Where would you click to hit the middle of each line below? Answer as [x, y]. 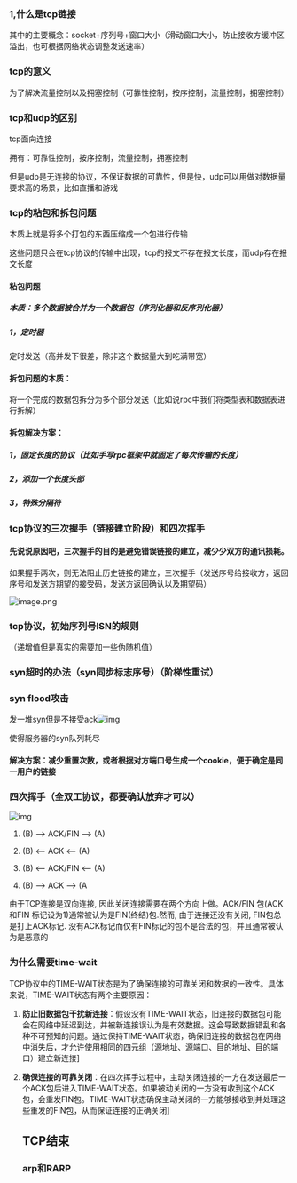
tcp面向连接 [31, 139]
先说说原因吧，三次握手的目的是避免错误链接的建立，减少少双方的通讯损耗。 [149, 551]
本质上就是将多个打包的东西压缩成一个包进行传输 [98, 234]
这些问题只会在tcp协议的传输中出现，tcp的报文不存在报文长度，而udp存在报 [148, 253]
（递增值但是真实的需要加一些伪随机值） [83, 647]
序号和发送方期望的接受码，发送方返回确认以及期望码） [110, 583]
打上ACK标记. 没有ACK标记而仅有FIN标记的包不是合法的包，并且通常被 [146, 926]
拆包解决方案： [36, 432]
